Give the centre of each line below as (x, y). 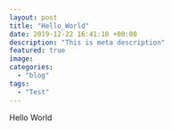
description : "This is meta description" (87, 42)
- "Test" (33, 92)
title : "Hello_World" (49, 26)
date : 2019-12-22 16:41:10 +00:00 (74, 34)
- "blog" (33, 76)
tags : (19, 84)
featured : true (37, 51)
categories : (31, 68)
